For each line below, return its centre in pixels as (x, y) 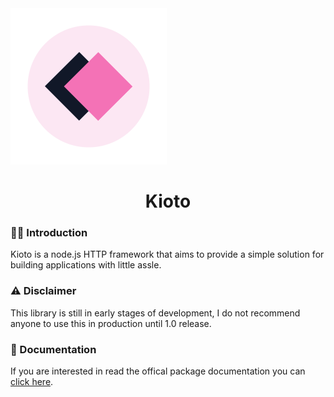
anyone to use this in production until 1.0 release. (111, 323)
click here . (32, 382)
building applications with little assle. (86, 265)
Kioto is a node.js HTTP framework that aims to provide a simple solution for (167, 254)
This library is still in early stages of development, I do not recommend (155, 313)
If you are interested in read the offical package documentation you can (158, 371)
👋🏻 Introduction (49, 233)
